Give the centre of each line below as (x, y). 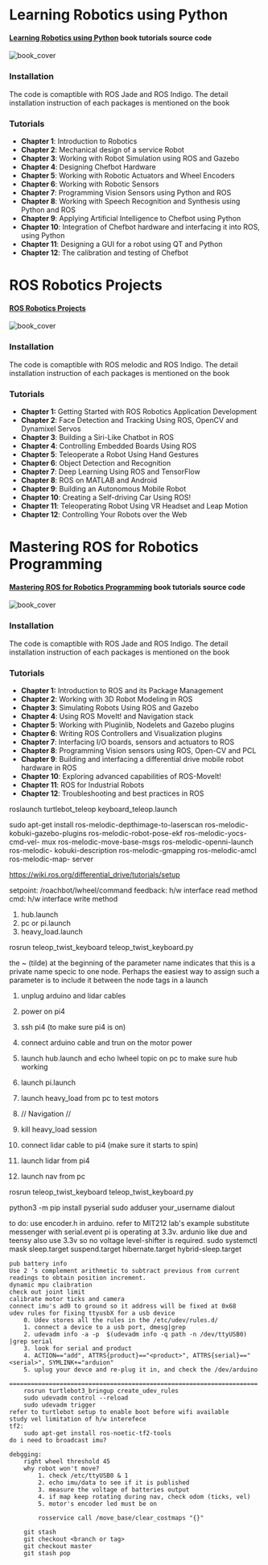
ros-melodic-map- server (52, 859)
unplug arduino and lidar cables (73, 995)
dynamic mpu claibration (51, 1285)
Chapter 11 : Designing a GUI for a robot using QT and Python (122, 244)
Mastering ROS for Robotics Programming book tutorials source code (128, 587)
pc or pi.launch (45, 923)
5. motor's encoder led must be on (98, 1504)
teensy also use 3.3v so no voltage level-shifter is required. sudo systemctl (133, 1240)
